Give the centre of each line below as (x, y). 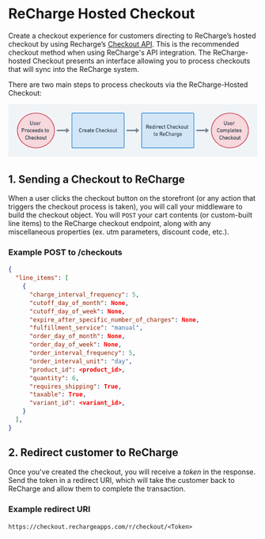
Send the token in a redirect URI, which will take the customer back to (121, 480)
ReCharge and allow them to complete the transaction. (97, 488)
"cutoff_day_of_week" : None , (77, 311)
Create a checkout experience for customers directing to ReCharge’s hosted (132, 36)
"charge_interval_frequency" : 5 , (84, 294)
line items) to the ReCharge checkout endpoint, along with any (110, 223)
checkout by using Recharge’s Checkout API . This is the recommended (124, 43)
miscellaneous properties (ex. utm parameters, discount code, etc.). (119, 232)
